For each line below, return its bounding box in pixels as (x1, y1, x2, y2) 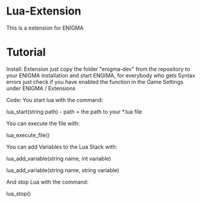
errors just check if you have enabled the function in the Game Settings (6, 78, 184, 85)
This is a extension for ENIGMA (6, 24, 84, 31)
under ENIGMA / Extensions (6, 85, 75, 92)
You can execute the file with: (6, 120, 80, 127)
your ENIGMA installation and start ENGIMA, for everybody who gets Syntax (6, 71, 196, 79)
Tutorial (6, 45, 46, 59)
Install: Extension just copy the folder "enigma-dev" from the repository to (6, 65, 190, 72)
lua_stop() (6, 190, 31, 197)
